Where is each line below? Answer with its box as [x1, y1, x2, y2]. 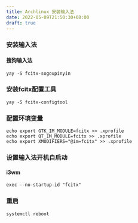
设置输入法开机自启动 [6, 154, 68, 162]
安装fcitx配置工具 [6, 85, 57, 93]
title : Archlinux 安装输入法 [6, 8, 75, 15]
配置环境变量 [6, 114, 44, 123]
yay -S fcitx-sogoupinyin [6, 70, 70, 77]
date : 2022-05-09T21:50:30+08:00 [6, 14, 90, 20]
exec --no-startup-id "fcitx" [6, 182, 82, 188]
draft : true [6, 20, 36, 26]
